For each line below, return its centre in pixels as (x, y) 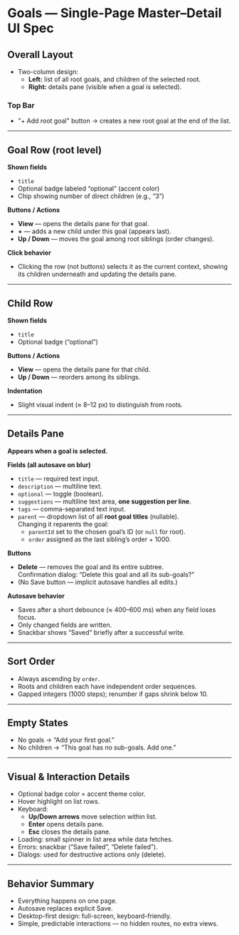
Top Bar (21, 105)
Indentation (25, 391)
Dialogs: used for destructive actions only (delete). (92, 854)
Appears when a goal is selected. (58, 451)
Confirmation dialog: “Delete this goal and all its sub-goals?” (106, 574)
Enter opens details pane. (66, 824)
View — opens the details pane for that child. (84, 369)
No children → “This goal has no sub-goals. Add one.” (97, 747)
